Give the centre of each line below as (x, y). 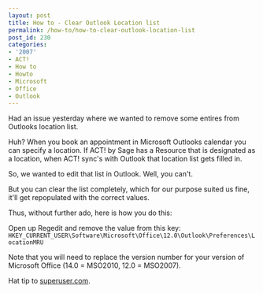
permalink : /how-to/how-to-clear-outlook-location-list (102, 30)
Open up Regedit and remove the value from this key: (94, 228)
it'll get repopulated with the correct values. (79, 198)
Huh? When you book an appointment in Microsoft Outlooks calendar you (127, 142)
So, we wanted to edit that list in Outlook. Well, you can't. (100, 174)
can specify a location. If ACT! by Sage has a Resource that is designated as (132, 150)
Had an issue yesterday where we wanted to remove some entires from (124, 118)
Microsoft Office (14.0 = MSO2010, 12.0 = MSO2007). (94, 265)
